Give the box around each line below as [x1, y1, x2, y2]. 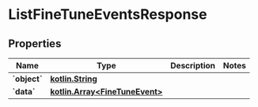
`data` [12, 87, 36, 97]
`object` [12, 73, 43, 84]
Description [169, 61, 216, 71]
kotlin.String [50, 73, 97, 84]
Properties [8, 37, 62, 50]
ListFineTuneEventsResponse [8, 6, 207, 24]
